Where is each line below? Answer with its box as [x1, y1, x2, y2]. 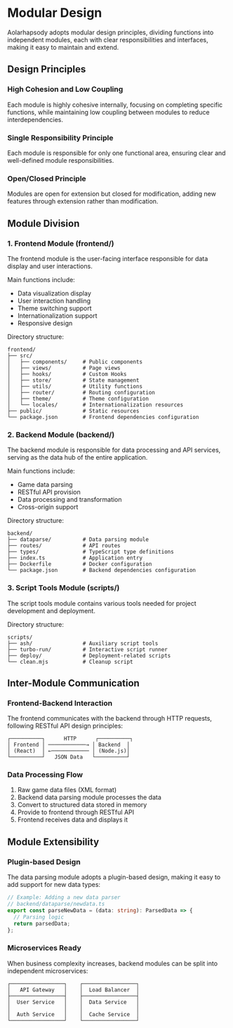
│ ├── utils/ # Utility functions [7, 382, 142, 390]
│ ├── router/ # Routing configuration [7, 389, 156, 396]
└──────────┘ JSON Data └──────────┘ [7, 754, 131, 761]
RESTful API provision [17, 488, 81, 496]
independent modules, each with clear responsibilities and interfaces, [7, 35, 208, 44]
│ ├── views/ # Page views [7, 364, 121, 371]
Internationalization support [17, 311, 98, 320]
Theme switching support [17, 304, 93, 312]
